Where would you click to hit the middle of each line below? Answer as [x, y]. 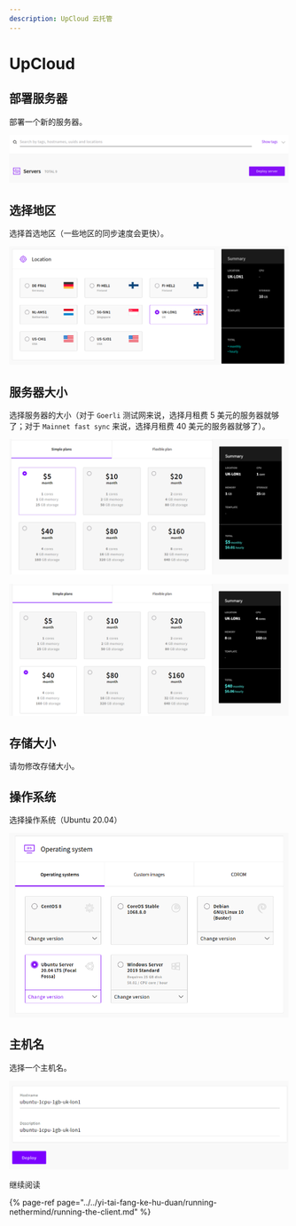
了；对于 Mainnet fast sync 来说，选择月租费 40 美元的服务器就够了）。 [140, 426]
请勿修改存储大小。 [44, 766]
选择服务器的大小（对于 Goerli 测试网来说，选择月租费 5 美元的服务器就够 [144, 415]
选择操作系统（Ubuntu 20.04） [66, 820]
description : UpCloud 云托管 [61, 19]
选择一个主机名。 [40, 1067]
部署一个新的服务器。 [48, 122]
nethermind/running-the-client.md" [74, 1212]
